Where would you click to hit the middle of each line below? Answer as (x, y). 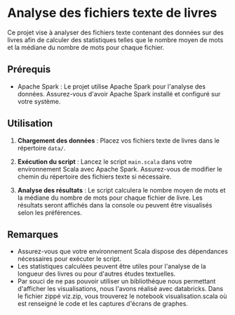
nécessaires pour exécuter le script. (69, 259)
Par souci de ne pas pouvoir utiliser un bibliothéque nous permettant (116, 281)
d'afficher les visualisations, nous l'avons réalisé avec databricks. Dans (120, 289)
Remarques (33, 234)
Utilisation (30, 123)
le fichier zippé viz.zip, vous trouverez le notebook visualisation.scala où (122, 296)
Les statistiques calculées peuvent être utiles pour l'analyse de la (112, 266)
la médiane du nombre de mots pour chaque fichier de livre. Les (110, 198)
